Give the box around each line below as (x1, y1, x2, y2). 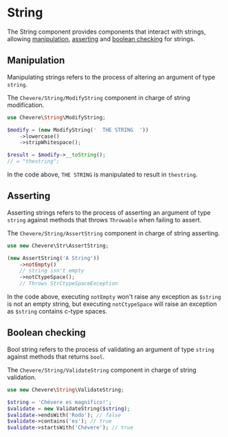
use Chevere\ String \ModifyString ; (7, 114, 106, 121)
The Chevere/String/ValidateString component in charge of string (7, 366, 197, 374)
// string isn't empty (19, 268, 84, 274)
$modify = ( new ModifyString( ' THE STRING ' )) (7, 126, 149, 133)
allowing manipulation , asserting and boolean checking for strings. (7, 34, 196, 43)
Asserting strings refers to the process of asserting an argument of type (7, 208, 211, 217)
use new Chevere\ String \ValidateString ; (7, 386, 125, 393)
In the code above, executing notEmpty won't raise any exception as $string (7, 293, 222, 301)
